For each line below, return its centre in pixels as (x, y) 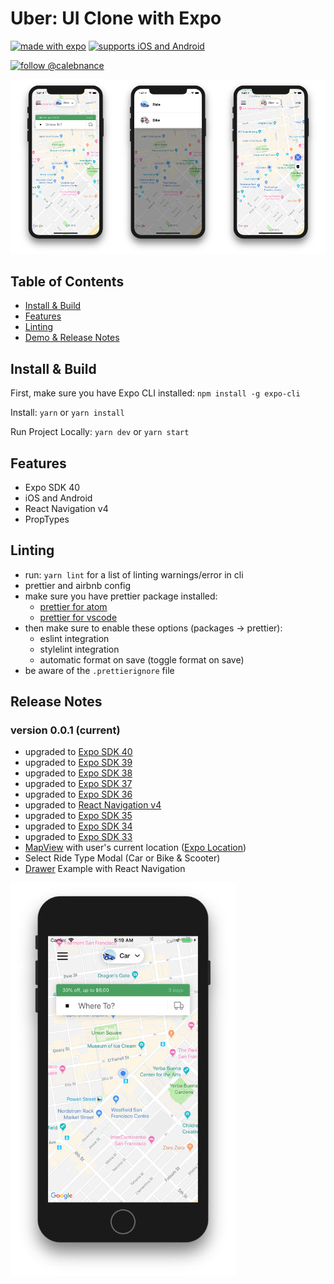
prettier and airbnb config (78, 585)
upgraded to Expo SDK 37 (78, 784)
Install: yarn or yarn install (67, 413)
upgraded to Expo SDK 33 (78, 837)
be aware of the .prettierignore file (99, 670)
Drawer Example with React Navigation (105, 869)
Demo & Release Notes (72, 338)
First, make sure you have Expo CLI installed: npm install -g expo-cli (155, 393)
